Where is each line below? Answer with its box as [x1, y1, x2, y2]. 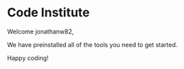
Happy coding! [7, 53, 49, 62]
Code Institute [7, 5, 91, 20]
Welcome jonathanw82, [7, 27, 74, 36]
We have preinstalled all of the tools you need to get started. [7, 40, 178, 49]
